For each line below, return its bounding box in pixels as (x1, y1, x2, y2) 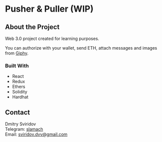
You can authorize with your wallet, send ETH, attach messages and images (5, 45, 157, 51)
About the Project (5, 23, 60, 31)
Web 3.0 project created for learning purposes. (5, 35, 100, 41)
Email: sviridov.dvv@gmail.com (5, 131, 68, 137)
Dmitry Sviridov (5, 121, 36, 127)
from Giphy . (5, 50, 29, 56)
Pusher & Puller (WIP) (5, 3, 94, 15)
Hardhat (12, 94, 29, 100)
